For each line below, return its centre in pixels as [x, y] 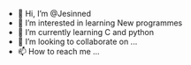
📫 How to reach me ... [58, 51]
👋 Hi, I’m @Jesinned [54, 14]
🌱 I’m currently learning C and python [86, 32]
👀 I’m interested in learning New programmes [100, 23]
